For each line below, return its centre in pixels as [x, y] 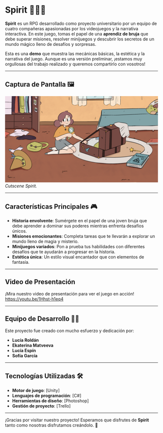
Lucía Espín [24, 350]
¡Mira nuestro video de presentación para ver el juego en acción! [70, 294]
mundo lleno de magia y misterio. [45, 241]
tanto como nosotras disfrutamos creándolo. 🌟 [51, 425]
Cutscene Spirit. [21, 186]
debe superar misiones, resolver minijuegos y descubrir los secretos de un [80, 39]
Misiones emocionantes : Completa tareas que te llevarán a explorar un [83, 236]
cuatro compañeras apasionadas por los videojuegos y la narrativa [72, 28]
